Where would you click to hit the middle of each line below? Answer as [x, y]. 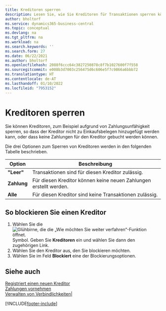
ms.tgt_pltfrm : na [24, 38]
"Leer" [16, 173]
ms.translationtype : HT [30, 74]
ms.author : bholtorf [26, 61]
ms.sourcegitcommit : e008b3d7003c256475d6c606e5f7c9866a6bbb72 [72, 70]
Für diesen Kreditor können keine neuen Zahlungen [92, 181]
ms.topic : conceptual [27, 28]
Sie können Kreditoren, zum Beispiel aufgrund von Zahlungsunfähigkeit [77, 126]
